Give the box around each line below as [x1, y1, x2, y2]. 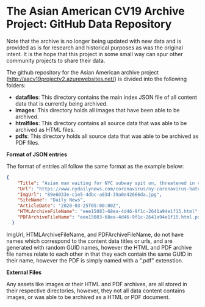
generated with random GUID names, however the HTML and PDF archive [6, 244, 192, 251]
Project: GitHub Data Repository [6, 17, 172, 31]
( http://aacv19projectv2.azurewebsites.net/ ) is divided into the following [6, 75, 187, 82]
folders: [6, 81, 26, 89]
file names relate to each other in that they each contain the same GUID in [6, 250, 192, 258]
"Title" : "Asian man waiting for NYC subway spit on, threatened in [17, 180, 195, 186]
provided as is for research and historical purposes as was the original [6, 44, 183, 51]
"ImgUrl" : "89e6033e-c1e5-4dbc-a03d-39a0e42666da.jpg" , [17, 191, 163, 198]
